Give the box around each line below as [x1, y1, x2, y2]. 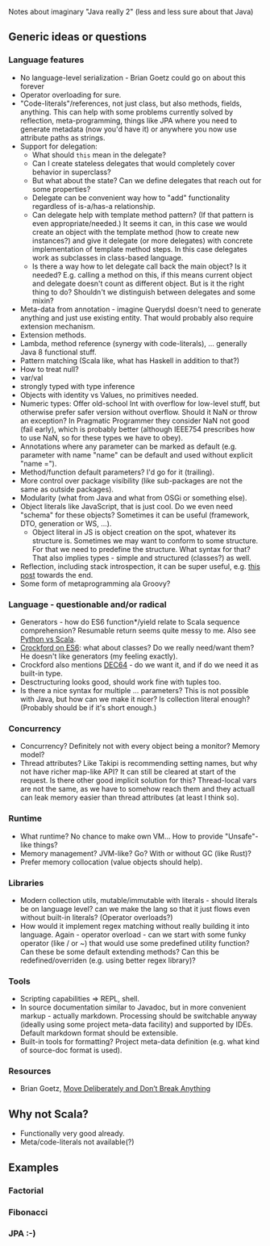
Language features [8, 54, 85, 65]
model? [19, 750, 45, 759]
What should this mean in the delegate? [31, 149, 167, 160]
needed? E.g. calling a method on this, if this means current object [31, 270, 252, 279]
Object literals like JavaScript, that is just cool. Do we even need [19, 501, 234, 511]
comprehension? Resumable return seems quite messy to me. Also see [19, 625, 256, 635]
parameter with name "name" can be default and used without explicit [19, 449, 253, 459]
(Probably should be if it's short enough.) [19, 702, 157, 713]
